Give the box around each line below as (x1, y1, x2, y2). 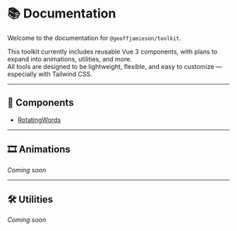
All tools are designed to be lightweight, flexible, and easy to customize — (7, 62, 222, 70)
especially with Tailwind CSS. (7, 70, 93, 78)
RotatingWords (17, 115, 61, 124)
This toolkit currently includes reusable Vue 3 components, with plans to (7, 47, 218, 56)
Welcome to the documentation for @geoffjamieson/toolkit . (7, 33, 182, 42)
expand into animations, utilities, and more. (7, 54, 132, 63)
